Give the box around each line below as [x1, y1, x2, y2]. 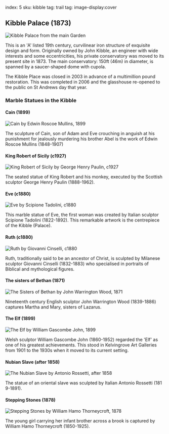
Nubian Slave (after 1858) [5, 359, 60, 365]
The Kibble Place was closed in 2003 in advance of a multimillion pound [5, 73, 156, 79]
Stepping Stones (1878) [5, 397, 56, 403]
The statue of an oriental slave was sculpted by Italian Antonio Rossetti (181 [5, 380, 162, 386]
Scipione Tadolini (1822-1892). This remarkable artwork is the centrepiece [5, 217, 160, 223]
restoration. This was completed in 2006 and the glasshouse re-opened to [5, 78, 160, 85]
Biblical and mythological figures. [5, 266, 75, 272]
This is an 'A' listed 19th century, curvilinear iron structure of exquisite [5, 42, 150, 48]
